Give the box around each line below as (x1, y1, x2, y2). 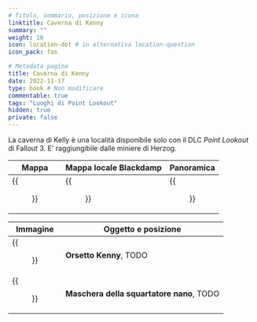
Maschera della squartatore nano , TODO (65, 288, 220, 299)
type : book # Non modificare (8, 84, 104, 92)
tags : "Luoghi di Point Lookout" (8, 99, 118, 107)
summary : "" (8, 26, 47, 34)
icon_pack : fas (8, 48, 58, 56)
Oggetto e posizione (103, 224, 182, 235)
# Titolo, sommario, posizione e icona (8, 11, 139, 20)
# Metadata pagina (8, 62, 68, 71)
